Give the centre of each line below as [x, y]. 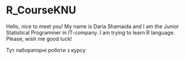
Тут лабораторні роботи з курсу [46, 50]
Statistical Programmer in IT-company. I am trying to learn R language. [90, 32]
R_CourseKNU [41, 10]
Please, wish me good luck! [39, 39]
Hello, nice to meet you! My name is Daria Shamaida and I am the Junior [92, 26]
